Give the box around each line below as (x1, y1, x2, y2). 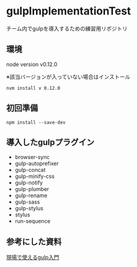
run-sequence (14, 218, 51, 225)
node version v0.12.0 (6, 60, 58, 68)
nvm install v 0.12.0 (6, 85, 61, 91)
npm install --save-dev (6, 119, 66, 125)
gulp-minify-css (14, 173, 55, 180)
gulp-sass (14, 198, 40, 206)
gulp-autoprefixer (14, 160, 59, 167)
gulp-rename (14, 192, 47, 199)
